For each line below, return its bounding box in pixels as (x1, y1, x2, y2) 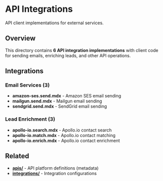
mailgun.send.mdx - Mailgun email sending (12, 98, 102, 104)
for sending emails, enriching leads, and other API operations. (5, 52, 131, 58)
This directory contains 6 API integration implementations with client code (5, 47, 159, 53)
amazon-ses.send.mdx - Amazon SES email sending (12, 93, 122, 99)
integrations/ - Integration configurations (12, 170, 97, 176)
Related (5, 152, 30, 160)
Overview (5, 34, 36, 43)
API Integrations (5, 3, 73, 15)
